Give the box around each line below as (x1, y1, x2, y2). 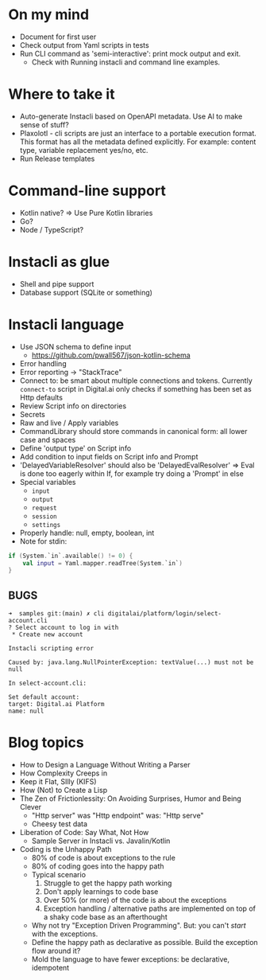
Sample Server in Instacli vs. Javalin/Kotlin (31, 836, 171, 845)
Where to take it (8, 85, 115, 103)
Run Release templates (19, 154, 95, 163)
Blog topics (8, 734, 85, 752)
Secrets (19, 409, 45, 419)
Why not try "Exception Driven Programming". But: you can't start (31, 921, 246, 931)
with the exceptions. (31, 929, 98, 939)
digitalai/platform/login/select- (107, 610, 222, 618)
